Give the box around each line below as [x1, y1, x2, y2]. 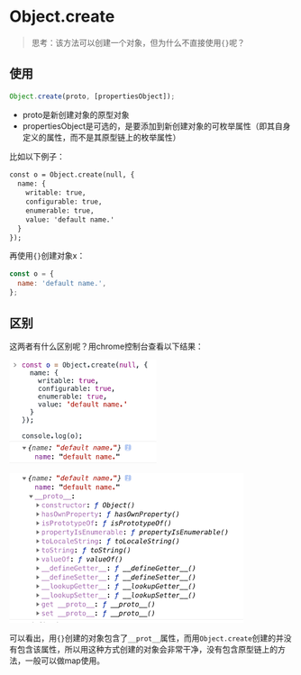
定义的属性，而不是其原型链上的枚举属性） [22, 132, 181, 142]
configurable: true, [25, 196, 103, 206]
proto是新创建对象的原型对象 [22, 109, 130, 120]
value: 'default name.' [25, 214, 115, 224]
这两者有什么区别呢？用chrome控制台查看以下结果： [9, 341, 205, 352]
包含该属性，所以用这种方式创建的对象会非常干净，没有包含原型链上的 [16, 644, 278, 655]
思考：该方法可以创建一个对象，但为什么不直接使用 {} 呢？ [31, 37, 246, 48]
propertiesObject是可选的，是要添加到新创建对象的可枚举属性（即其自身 [22, 120, 291, 132]
